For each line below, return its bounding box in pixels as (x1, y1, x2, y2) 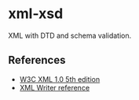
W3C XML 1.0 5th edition (19, 74, 101, 83)
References (8, 54, 66, 67)
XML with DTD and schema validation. (8, 31, 132, 40)
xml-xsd (8, 5, 64, 23)
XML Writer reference (19, 83, 90, 92)
